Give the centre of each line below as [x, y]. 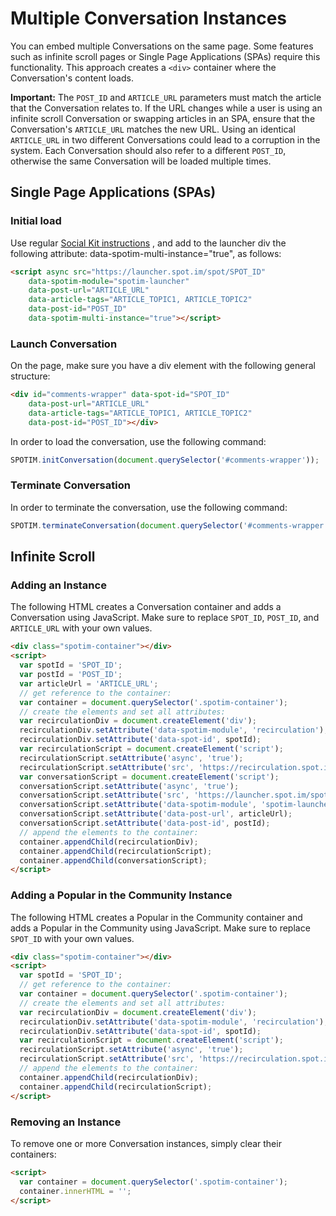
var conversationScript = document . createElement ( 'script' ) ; [149, 777]
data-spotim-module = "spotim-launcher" [109, 281]
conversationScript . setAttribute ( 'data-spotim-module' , [138, 805]
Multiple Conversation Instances [149, 18]
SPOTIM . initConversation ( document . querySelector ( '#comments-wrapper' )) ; [165, 460]
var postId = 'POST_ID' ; [71, 675]
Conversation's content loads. [72, 78]
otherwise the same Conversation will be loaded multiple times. [141, 161]
